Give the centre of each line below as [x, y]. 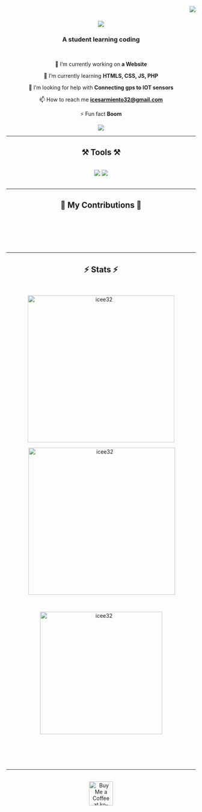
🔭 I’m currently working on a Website [101, 64]
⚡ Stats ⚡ [101, 269]
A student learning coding [101, 40]
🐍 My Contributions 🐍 [101, 205]
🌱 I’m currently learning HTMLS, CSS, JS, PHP [101, 76]
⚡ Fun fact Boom [101, 114]
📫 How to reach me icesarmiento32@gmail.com [101, 100]
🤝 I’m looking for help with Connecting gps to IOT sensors [101, 87]
